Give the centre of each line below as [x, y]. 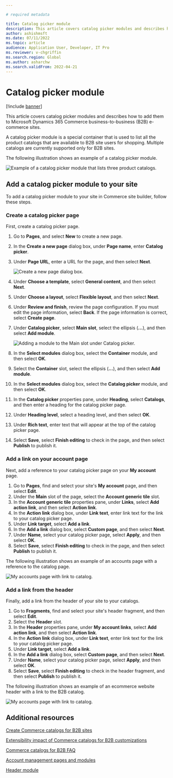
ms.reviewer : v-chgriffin [33, 52]
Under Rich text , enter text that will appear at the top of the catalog [84, 425]
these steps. [19, 202]
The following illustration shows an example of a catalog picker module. [82, 158]
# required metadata [28, 14]
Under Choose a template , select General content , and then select [84, 282]
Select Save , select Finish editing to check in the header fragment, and [89, 671]
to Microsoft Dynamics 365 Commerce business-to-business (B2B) [77, 122]
